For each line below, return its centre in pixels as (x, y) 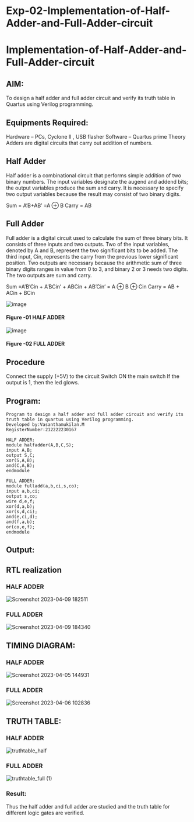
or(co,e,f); (20, 527)
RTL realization (34, 570)
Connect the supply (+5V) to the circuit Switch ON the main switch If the (93, 376)
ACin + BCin (21, 293)
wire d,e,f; (20, 501)
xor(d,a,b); (20, 507)
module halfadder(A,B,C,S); (40, 445)
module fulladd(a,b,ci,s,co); (43, 486)
